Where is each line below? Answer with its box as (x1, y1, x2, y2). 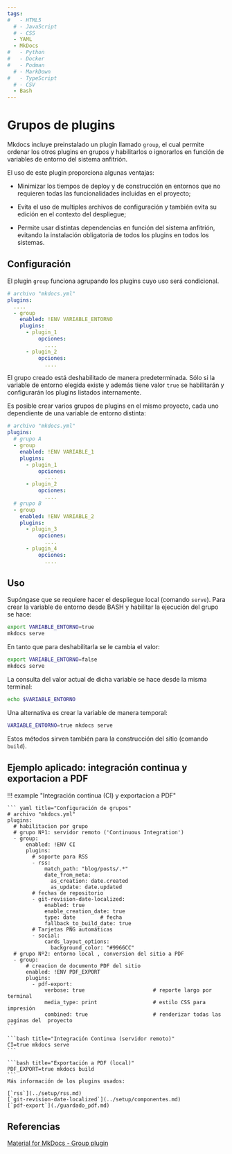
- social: (32, 932, 60, 939)
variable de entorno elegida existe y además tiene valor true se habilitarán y (7, 381, 224, 389)
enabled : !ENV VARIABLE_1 (19, 448, 95, 455)
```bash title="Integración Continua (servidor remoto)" (7, 1035, 175, 1042)
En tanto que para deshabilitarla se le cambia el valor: (7, 643, 161, 651)
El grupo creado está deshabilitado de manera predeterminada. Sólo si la (7, 374, 215, 382)
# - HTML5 (7, 17, 42, 24)
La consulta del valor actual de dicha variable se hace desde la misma (7, 675, 207, 683)
